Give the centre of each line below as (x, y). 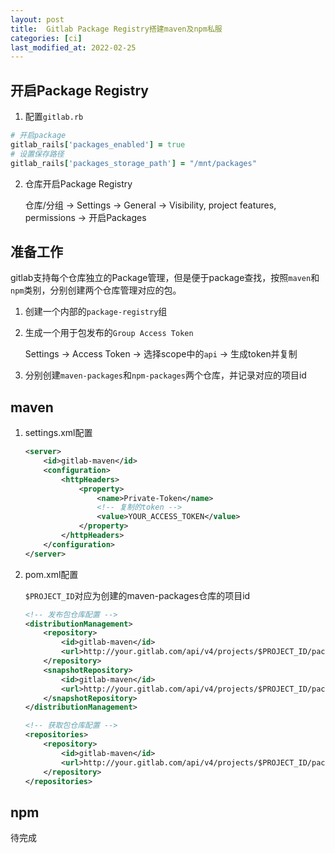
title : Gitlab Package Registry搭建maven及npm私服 (116, 29)
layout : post (37, 19)
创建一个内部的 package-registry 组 (96, 312)
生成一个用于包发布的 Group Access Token (109, 333)
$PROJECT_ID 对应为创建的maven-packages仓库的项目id (137, 595)
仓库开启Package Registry (78, 183)
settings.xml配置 (58, 433)
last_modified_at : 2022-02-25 (73, 47)
